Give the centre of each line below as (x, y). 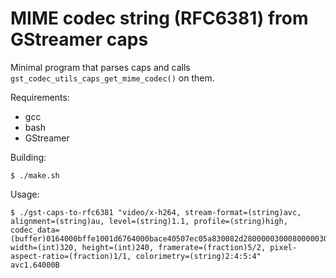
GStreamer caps (79, 39)
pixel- (283, 247)
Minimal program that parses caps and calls (100, 67)
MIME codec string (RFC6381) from (159, 18)
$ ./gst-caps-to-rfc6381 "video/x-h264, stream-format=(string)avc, (156, 212)
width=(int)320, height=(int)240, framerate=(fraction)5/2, (138, 247)
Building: (28, 157)
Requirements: (40, 97)
